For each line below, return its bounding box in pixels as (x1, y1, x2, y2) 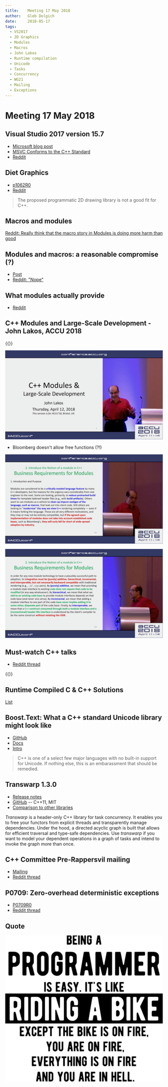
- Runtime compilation (9, 56, 57, 61)
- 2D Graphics (9, 35, 39, 40)
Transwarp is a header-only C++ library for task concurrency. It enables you (5, 814, 162, 820)
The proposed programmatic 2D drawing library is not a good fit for (17, 197, 156, 203)
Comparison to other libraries (12, 804, 73, 810)
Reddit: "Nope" (12, 277, 44, 283)
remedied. (17, 766, 39, 772)
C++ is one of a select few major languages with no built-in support (17, 755, 157, 761)
